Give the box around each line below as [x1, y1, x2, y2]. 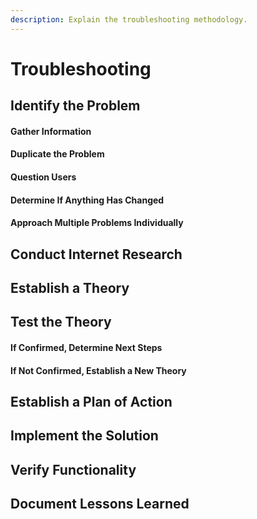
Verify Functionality [10, 461, 137, 478]
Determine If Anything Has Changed [10, 194, 165, 206]
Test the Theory [10, 314, 112, 331]
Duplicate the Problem [10, 148, 105, 160]
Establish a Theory [10, 279, 130, 296]
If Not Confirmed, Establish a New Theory [10, 364, 187, 376]
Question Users [10, 171, 77, 183]
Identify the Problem [10, 97, 141, 115]
